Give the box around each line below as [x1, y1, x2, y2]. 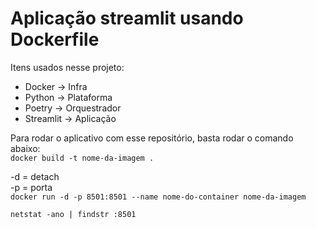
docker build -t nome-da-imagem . [10, 153, 155, 163]
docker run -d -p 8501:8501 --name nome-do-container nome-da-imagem [10, 192, 307, 202]
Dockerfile [10, 28, 100, 51]
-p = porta [10, 181, 53, 193]
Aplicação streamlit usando [10, 7, 244, 30]
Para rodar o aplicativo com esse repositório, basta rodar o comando [10, 132, 294, 144]
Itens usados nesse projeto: [10, 61, 125, 73]
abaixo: [10, 142, 41, 154]
